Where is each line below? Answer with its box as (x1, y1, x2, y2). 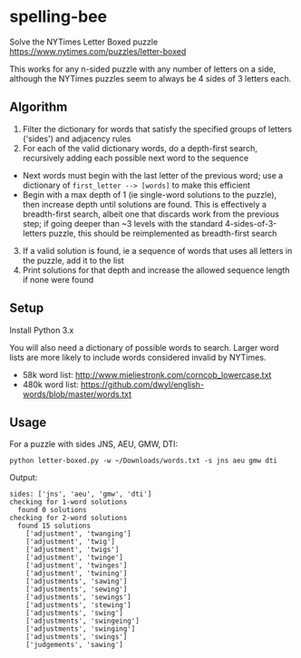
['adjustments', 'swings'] (25, 633, 128, 642)
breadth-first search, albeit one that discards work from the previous (22, 208, 279, 219)
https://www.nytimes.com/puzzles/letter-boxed (9, 45, 187, 56)
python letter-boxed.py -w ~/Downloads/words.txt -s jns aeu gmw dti (9, 456, 278, 466)
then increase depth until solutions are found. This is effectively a (22, 198, 267, 209)
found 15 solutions (17, 521, 92, 531)
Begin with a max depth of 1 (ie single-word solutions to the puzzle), (22, 189, 277, 200)
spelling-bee (9, 6, 108, 27)
